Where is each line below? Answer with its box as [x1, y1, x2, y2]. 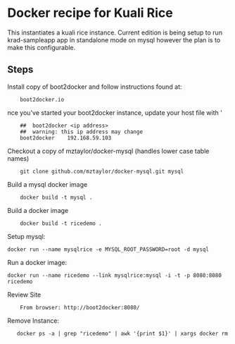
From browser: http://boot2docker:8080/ [20, 304, 140, 311]
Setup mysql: [7, 232, 46, 240]
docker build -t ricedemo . [20, 220, 102, 227]
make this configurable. [7, 43, 76, 51]
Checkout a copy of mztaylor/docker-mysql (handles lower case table [7, 147, 210, 155]
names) [7, 154, 30, 163]
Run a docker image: [7, 258, 68, 266]
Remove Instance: [7, 316, 60, 325]
